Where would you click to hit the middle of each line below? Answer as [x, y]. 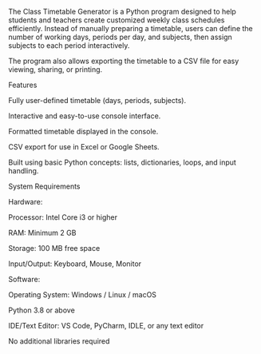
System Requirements [44, 186]
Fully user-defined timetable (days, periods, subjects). [97, 100]
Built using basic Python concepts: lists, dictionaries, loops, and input [123, 162]
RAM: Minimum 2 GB [42, 233]
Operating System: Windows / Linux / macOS [83, 294]
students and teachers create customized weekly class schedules [117, 20]
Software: [24, 279]
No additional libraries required [59, 341]
